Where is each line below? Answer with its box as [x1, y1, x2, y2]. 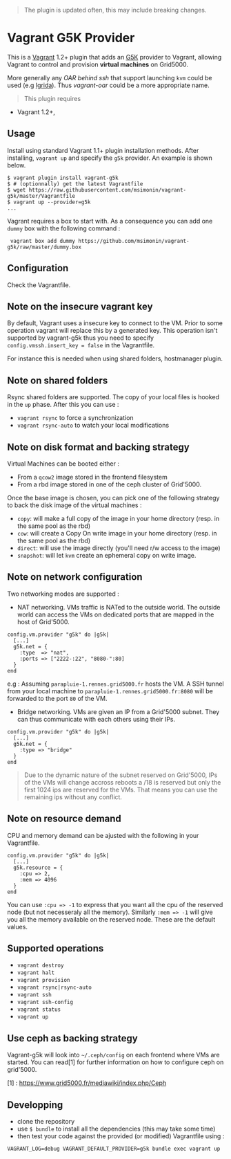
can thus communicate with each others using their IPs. [17, 715, 176, 723]
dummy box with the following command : [7, 224, 121, 232]
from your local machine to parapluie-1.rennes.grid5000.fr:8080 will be [7, 686, 214, 695]
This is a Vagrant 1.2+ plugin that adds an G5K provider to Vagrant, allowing [7, 53, 222, 61]
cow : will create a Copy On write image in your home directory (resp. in [17, 529, 217, 537]
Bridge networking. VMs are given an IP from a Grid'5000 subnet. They [17, 707, 220, 715]
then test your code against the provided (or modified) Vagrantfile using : [17, 1132, 225, 1140]
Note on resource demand [7, 813, 122, 825]
